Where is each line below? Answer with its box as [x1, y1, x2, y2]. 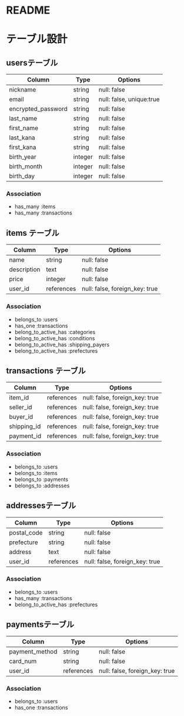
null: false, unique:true [98, 95, 160, 103]
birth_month [9, 162, 43, 171]
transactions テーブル [6, 366, 86, 376]
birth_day [9, 172, 35, 180]
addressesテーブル [6, 500, 76, 511]
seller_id [9, 403, 32, 411]
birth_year [9, 153, 36, 161]
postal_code [9, 528, 43, 536]
